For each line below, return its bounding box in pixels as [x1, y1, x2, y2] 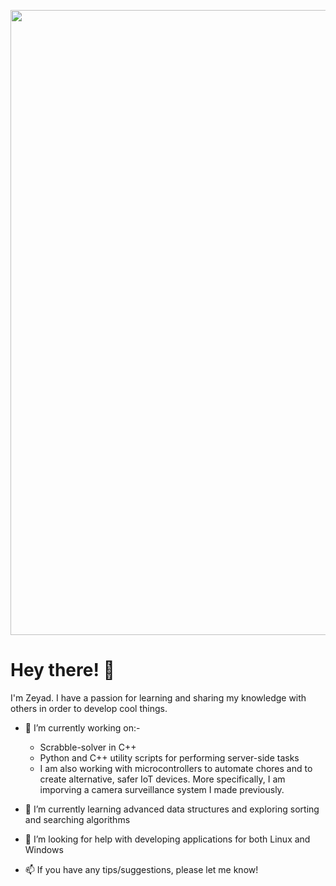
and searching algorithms [24, 813, 131, 825]
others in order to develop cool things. [10, 702, 168, 714]
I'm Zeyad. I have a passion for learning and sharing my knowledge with [10, 691, 307, 704]
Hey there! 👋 [10, 659, 115, 682]
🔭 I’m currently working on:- [24, 721, 141, 734]
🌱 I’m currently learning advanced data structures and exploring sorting [24, 803, 320, 815]
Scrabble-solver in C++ [39, 741, 137, 753]
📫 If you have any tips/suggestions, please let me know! [24, 863, 259, 875]
